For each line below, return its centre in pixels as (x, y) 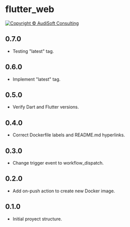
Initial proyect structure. (37, 219)
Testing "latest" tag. (33, 51)
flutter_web (30, 9)
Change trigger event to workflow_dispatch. (58, 163)
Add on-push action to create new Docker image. (64, 191)
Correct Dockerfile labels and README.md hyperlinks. (69, 135)
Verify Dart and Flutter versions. (46, 107)
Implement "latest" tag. (37, 79)
